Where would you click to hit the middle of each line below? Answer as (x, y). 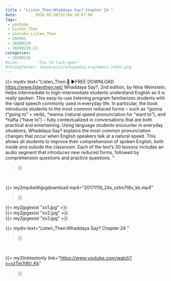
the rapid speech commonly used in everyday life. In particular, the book (82, 103)
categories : (18, 53)
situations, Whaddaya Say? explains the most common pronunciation (78, 131)
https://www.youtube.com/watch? (96, 258)
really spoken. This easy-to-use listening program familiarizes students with (85, 98)
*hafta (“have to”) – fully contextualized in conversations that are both (79, 120)
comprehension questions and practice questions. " (60, 158)
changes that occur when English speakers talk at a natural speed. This (81, 136)
